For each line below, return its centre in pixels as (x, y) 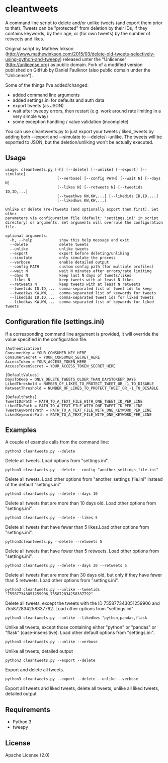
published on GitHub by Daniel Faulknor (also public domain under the (78, 70)
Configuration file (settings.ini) (55, 322)
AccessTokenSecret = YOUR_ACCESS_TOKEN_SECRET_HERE (60, 366)
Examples (21, 430)
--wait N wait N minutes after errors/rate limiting (81, 271)
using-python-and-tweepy (33, 59)
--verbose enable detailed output (59, 262)
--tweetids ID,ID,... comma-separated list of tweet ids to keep (81, 289)
